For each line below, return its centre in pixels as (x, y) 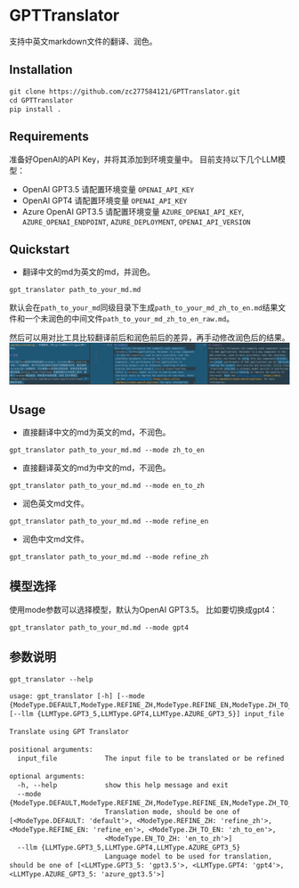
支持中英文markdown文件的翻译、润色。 (83, 41)
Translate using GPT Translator (69, 731)
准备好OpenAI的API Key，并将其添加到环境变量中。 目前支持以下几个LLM (144, 159)
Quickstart (40, 249)
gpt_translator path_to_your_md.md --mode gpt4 (99, 627)
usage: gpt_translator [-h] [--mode (77, 696)
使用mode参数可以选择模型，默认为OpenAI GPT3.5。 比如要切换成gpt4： (143, 609)
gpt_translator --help (51, 679)
